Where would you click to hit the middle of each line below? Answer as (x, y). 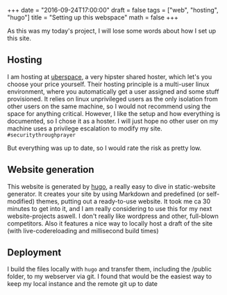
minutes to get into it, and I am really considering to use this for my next (110, 208)
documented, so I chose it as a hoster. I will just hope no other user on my (113, 121)
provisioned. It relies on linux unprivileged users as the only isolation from (112, 99)
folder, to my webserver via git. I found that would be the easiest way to (110, 276)
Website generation (51, 170)
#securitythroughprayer (42, 135)
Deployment (34, 253)
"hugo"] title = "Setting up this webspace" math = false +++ (93, 17)
